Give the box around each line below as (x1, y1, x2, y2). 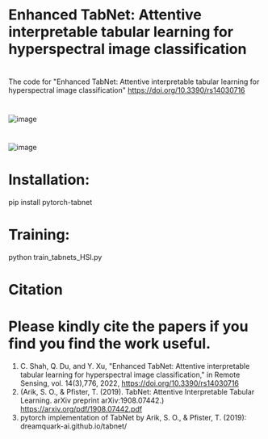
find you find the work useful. (8, 335, 211, 353)
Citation (8, 280, 63, 299)
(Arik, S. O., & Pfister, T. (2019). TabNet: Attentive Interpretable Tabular (19, 387, 255, 396)
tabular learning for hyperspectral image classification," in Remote (19, 370, 241, 379)
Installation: (8, 170, 90, 189)
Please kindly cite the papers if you (8, 317, 249, 336)
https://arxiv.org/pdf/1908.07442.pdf (19, 403, 143, 413)
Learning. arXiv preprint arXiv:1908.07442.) (19, 395, 165, 405)
